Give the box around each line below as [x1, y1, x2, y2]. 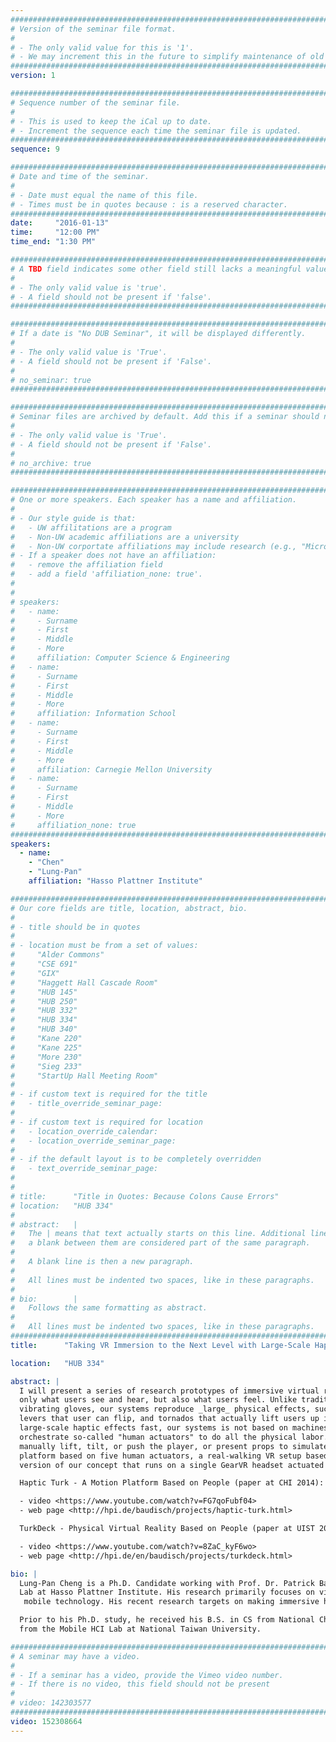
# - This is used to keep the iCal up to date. [10, 116, 213, 126]
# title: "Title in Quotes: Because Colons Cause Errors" [10, 1191, 280, 1201]
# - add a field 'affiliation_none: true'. [10, 569, 203, 580]
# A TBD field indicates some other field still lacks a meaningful [10, 264, 302, 274]
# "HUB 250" [10, 996, 78, 1006]
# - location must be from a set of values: [10, 941, 199, 951]
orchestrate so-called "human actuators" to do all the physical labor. [19, 1432, 329, 1442]
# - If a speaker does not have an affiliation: [10, 551, 217, 561]
